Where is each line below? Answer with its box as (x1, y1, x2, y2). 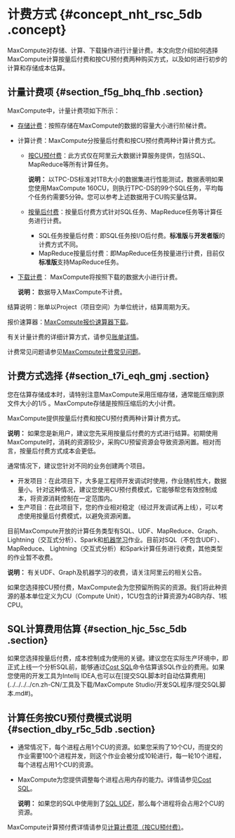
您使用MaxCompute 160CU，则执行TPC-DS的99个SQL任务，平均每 (27, 184, 224, 192)
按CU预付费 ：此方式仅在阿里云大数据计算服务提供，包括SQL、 (27, 151, 209, 159)
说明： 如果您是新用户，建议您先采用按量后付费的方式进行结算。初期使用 (7, 429, 218, 437)
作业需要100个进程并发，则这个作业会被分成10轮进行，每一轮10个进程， (17, 751, 226, 761)
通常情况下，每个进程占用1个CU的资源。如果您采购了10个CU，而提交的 (17, 743, 223, 751)
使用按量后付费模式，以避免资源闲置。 (23, 511, 135, 520)
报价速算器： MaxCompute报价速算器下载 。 (7, 318, 133, 326)
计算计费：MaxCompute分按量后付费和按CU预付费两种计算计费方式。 (17, 136, 220, 144)
